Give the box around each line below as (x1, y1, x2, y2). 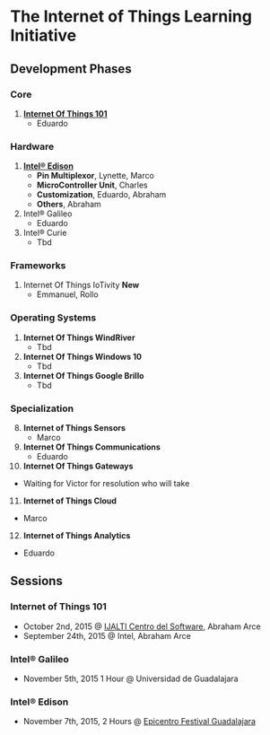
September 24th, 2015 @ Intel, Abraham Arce (22, 630, 191, 641)
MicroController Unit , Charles (36, 179, 148, 190)
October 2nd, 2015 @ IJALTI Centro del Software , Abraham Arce (22, 621, 261, 632)
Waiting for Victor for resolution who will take (22, 478, 190, 489)
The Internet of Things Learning (10, 6, 252, 27)
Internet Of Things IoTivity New (22, 280, 140, 291)
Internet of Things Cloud (22, 495, 118, 506)
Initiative (10, 25, 77, 46)
